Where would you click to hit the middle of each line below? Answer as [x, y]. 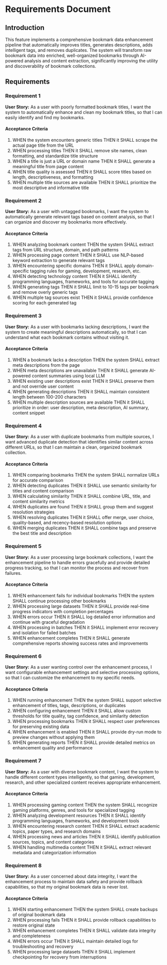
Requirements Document [58, 9]
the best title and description [42, 533]
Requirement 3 [23, 316]
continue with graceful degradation [48, 622]
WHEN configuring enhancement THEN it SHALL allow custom [77, 711]
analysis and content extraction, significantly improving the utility [91, 61]
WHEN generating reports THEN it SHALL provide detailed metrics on [84, 742]
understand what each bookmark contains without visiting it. [67, 337]
